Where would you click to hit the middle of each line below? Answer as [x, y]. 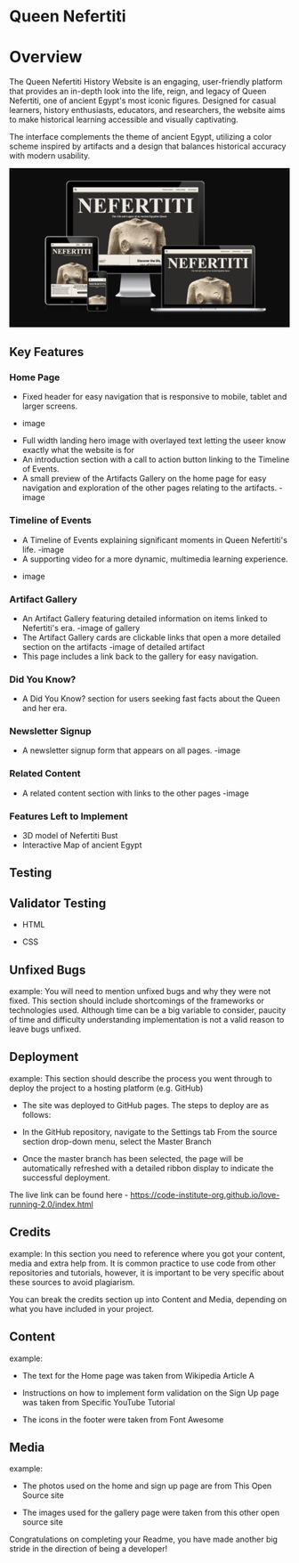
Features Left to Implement [69, 816]
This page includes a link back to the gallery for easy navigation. [140, 656]
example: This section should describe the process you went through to [141, 1078]
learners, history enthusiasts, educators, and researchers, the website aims [147, 110]
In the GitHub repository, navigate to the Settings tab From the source [149, 1131]
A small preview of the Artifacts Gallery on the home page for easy [144, 479]
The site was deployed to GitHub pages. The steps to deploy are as [145, 1105]
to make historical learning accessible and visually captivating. [124, 120]
